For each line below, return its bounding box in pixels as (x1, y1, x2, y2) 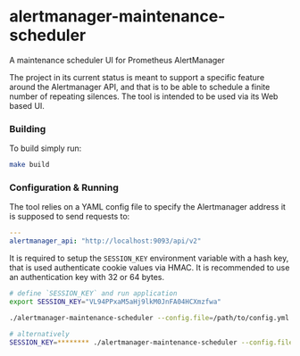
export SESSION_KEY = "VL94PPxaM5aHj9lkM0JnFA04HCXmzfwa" (9, 297, 221, 307)
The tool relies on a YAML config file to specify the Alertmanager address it (9, 202, 286, 212)
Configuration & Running (9, 181, 119, 194)
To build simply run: (9, 143, 82, 153)
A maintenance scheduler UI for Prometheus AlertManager (9, 54, 225, 65)
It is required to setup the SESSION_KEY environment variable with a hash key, (9, 253, 289, 264)
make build (9, 161, 50, 170)
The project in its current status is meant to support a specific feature (9, 71, 265, 82)
